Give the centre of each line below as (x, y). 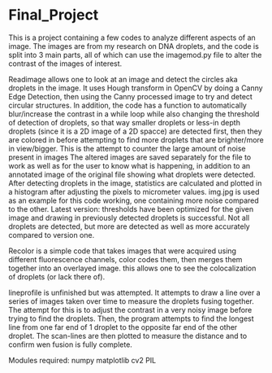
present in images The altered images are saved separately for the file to (130, 157)
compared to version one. (52, 235)
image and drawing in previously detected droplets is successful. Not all (129, 217)
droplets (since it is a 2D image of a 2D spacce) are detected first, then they (135, 131)
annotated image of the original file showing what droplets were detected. (132, 174)
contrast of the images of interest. (65, 64)
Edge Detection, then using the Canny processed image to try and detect (131, 96)
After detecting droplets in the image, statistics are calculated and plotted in (135, 183)
